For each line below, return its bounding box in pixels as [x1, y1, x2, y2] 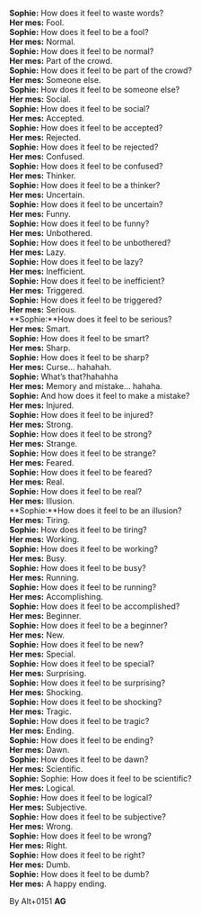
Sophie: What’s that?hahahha [9, 371, 118, 382]
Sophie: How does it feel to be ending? [9, 735, 154, 746]
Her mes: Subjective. [9, 802, 88, 812]
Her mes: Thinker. [9, 170, 76, 181]
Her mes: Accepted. [9, 113, 84, 123]
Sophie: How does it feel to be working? [9, 544, 159, 554]
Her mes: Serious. [9, 304, 77, 314]
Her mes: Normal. [9, 36, 76, 47]
